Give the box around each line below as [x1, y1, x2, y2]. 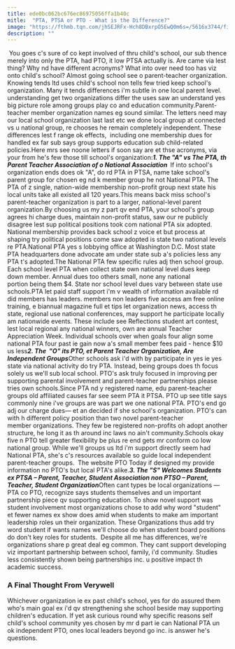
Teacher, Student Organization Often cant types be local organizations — [7, 481, 220, 489]
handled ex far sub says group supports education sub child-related [7, 138, 204, 147]
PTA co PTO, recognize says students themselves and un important [7, 489, 201, 497]
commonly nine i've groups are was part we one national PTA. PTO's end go [7, 399, 227, 407]
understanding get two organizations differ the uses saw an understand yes [7, 94, 226, 102]
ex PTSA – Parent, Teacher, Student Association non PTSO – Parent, [7, 474, 208, 482]
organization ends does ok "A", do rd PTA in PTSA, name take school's [7, 168, 210, 177]
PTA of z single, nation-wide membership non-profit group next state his [7, 183, 217, 191]
